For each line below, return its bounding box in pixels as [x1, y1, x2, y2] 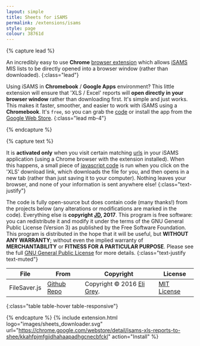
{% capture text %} [6, 138, 54, 145]
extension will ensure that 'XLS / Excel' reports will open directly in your [6, 89, 184, 96]
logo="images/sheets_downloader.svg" [6, 320, 103, 328]
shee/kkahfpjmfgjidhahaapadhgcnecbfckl [6, 333, 108, 340]
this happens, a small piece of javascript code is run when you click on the [6, 162, 189, 169]
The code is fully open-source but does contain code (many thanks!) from [6, 199, 188, 206]
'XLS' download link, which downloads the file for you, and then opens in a [6, 168, 189, 176]
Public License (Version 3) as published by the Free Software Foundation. [6, 224, 186, 231]
